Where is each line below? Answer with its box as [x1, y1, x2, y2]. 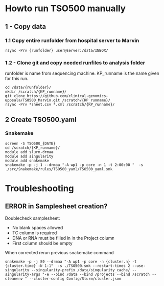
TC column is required [12, 230, 57, 236]
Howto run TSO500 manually [5, 3, 126, 14]
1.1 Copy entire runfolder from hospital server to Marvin [5, 37, 140, 44]
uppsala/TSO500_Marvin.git [5, 98, 60, 103]
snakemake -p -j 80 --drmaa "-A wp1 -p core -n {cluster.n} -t [5, 259, 137, 264]
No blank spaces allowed [12, 225, 63, 230]
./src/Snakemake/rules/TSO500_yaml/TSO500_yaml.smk [5, 166, 113, 171]
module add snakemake [5, 158, 49, 163]
